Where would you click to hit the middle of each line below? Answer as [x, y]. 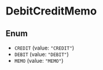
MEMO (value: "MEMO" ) [39, 61]
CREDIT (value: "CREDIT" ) [44, 48]
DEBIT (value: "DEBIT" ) [42, 54]
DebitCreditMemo [51, 11]
